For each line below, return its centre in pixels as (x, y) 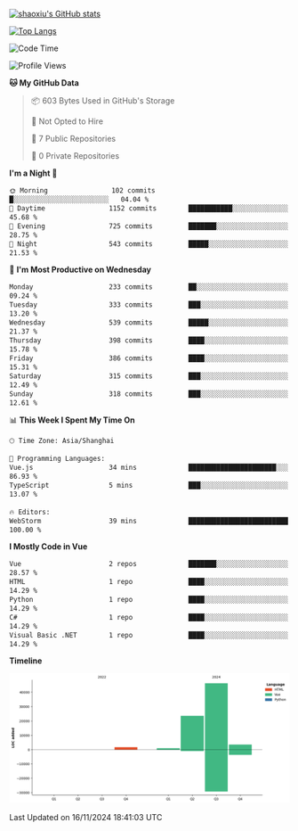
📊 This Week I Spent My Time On (72, 420)
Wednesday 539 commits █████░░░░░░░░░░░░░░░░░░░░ (149, 323)
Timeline (26, 661)
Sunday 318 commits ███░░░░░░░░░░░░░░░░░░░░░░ (149, 394)
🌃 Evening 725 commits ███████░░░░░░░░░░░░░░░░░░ (149, 226)
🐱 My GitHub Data (44, 83)
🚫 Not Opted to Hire (67, 121)
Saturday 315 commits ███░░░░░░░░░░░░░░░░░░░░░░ (149, 376)
